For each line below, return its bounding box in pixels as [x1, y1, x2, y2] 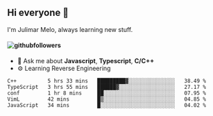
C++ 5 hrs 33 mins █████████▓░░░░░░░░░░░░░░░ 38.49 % [7, 78, 207, 85]
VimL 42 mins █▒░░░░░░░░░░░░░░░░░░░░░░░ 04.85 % [7, 96, 207, 103]
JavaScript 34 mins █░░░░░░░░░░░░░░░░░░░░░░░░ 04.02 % [7, 102, 207, 109]
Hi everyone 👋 [7, 7, 69, 19]
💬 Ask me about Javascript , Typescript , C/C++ [17, 57, 155, 65]
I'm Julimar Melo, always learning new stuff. [7, 25, 133, 33]
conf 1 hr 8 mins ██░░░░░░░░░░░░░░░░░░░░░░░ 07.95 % [7, 90, 207, 97]
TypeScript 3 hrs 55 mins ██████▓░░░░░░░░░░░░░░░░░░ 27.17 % [7, 84, 207, 91]
